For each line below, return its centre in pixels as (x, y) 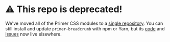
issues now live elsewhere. (34, 34)
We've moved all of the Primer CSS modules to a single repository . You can (84, 23)
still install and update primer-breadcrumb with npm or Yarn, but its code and (85, 28)
